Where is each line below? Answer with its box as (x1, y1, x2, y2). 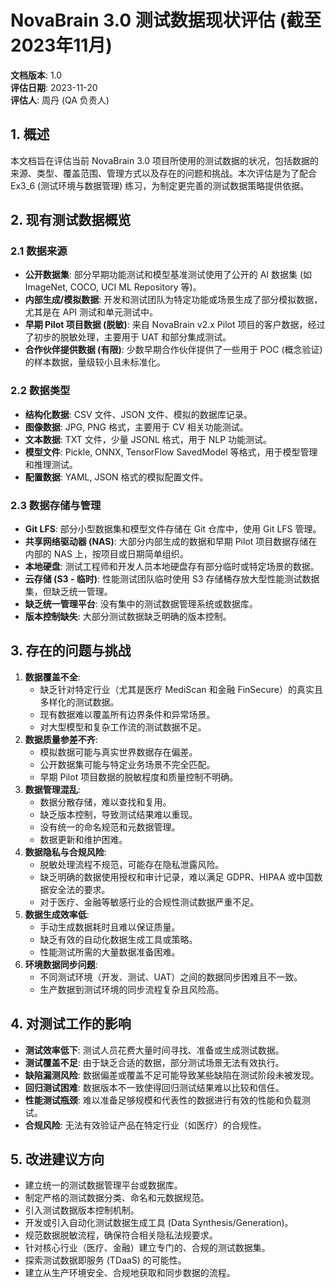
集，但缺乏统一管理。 (24, 586, 113, 598)
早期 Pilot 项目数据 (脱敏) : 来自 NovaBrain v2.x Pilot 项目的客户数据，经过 (24, 319, 326, 331)
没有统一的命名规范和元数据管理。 (39, 821, 181, 833)
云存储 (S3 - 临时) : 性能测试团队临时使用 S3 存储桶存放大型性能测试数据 (24, 573, 320, 585)
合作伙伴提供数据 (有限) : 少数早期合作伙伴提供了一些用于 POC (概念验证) (24, 344, 323, 356)
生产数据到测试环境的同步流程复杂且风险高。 (39, 983, 225, 995)
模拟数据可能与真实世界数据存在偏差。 (39, 746, 198, 758)
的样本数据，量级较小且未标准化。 (24, 356, 166, 368)
